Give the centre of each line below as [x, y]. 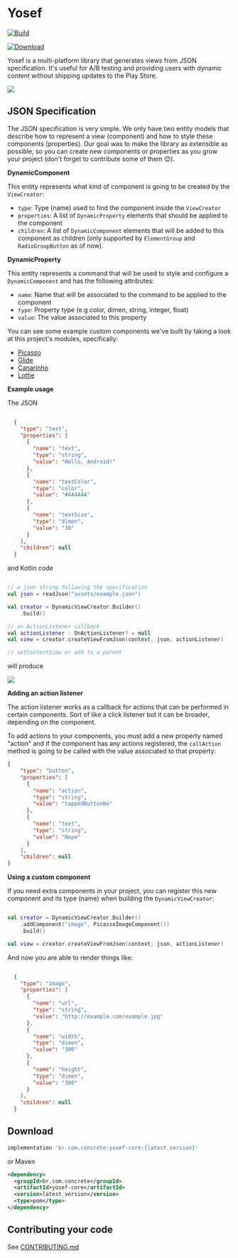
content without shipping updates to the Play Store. [82, 76]
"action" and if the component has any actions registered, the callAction [114, 744]
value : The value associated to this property [82, 317]
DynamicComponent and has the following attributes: [81, 281]
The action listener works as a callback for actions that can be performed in [118, 707]
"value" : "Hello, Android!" [74, 462]
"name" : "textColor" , [65, 482]
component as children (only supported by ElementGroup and [106, 238]
